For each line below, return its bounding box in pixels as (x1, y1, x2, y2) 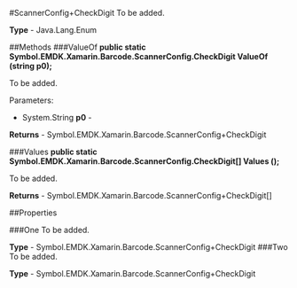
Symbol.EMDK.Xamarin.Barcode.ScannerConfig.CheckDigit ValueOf (9, 51, 269, 61)
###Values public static (9, 146, 98, 157)
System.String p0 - (21, 113, 92, 122)
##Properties (9, 207, 58, 218)
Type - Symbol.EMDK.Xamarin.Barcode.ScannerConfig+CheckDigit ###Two (9, 242, 288, 252)
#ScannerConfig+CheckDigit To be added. (9, 8, 166, 18)
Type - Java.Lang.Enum (9, 25, 98, 35)
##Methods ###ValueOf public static (9, 42, 146, 52)
